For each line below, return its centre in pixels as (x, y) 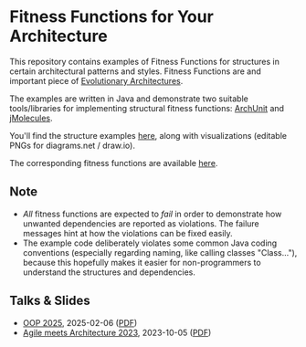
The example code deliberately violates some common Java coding (150, 243)
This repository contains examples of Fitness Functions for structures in (145, 61)
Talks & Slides (50, 301)
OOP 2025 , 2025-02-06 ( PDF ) (80, 322)
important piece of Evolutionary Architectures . (96, 80)
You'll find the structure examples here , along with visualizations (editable (148, 135)
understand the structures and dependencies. (109, 272)
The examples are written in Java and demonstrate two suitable (129, 99)
